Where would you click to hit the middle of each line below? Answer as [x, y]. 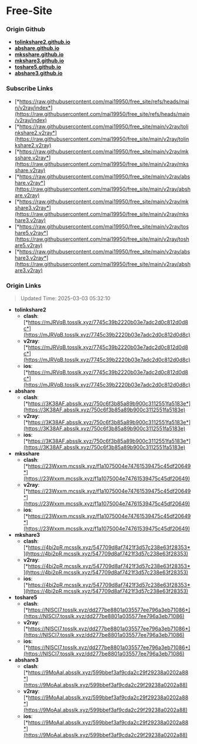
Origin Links [24, 285]
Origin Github [26, 29]
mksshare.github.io [39, 55]
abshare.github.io [37, 48]
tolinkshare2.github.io [42, 42]
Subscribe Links [30, 88]
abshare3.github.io [38, 73]
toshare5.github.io [38, 67]
